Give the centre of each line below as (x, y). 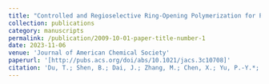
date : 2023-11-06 (37, 46)
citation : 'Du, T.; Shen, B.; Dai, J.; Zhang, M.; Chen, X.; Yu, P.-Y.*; (134, 68)
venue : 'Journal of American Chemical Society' (89, 53)
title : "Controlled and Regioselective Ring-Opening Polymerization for (132, 16)
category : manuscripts (46, 30)
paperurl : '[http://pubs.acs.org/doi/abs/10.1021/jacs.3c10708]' (119, 61)
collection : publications (51, 23)
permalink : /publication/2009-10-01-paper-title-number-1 (107, 38)
